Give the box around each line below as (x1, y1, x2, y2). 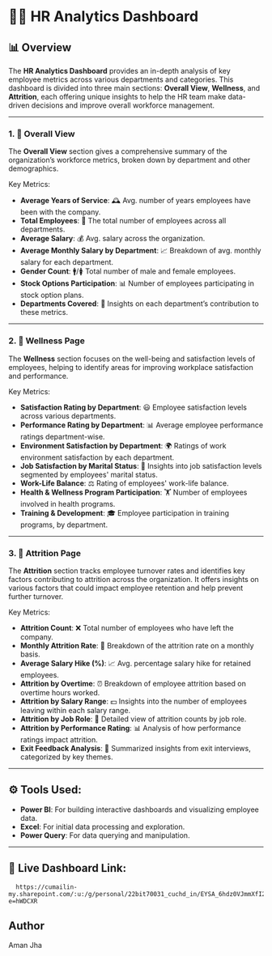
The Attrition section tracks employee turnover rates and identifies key (8, 566, 245, 576)
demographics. (8, 164, 59, 173)
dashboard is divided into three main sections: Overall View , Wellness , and (8, 83, 261, 92)
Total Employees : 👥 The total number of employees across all (19, 216, 227, 226)
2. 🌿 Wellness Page (8, 335, 85, 346)
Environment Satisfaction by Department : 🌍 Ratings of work (19, 440, 227, 450)
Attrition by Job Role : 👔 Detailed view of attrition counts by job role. (19, 714, 247, 724)
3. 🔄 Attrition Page (8, 547, 81, 559)
